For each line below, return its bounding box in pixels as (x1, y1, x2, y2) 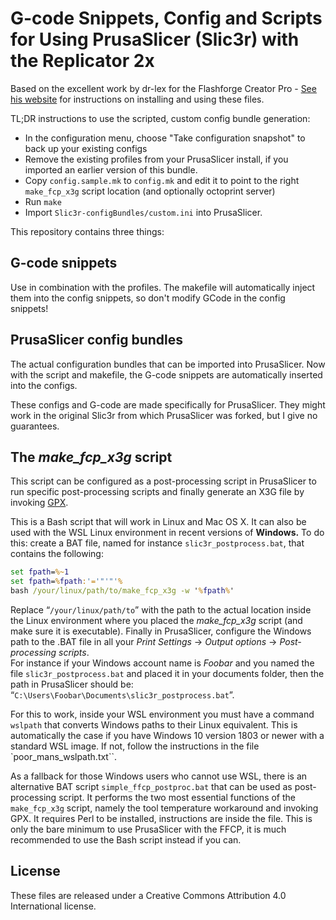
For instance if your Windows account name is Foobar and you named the (10, 657, 315, 669)
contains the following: (10, 548, 104, 560)
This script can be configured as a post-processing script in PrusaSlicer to (10, 475, 317, 487)
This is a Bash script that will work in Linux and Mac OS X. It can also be (10, 516, 307, 528)
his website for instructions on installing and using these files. (10, 93, 265, 105)
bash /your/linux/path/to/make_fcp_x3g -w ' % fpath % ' (10, 586, 235, 596)
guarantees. (10, 420, 60, 432)
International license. (10, 900, 97, 912)
